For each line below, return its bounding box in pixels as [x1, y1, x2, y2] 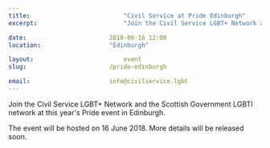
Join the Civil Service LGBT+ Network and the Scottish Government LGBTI [8, 99, 253, 109]
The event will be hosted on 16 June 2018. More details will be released [8, 123, 244, 133]
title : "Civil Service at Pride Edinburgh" [8, 11, 247, 20]
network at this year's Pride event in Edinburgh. [8, 107, 166, 117]
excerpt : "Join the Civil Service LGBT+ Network [8, 19, 257, 27]
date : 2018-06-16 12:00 [8, 34, 167, 42]
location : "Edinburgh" [8, 41, 149, 49]
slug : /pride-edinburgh [8, 63, 167, 71]
